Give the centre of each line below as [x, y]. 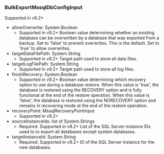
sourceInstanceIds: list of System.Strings [53, 121]
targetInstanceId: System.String [44, 137]
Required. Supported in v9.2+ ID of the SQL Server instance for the [87, 142]
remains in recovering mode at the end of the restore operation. [83, 106]
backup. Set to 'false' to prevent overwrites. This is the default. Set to [89, 43]
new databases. [35, 147]
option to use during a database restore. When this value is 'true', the [89, 85]
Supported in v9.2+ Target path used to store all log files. [77, 69]
